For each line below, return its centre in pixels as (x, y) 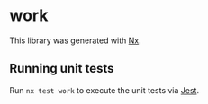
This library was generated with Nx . (75, 40)
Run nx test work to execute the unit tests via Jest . (104, 90)
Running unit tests (62, 69)
